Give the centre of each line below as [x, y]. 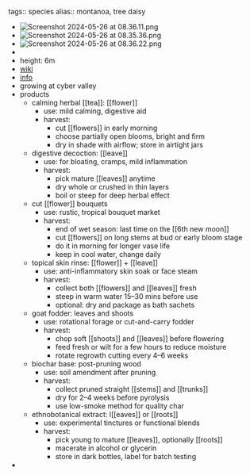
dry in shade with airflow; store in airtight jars [129, 145]
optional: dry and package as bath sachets [125, 305]
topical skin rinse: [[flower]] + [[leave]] [95, 262]
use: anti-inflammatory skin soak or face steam [121, 271]
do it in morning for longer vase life [113, 246]
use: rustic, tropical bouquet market [102, 212]
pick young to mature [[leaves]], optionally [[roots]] [139, 440]
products [35, 94]
